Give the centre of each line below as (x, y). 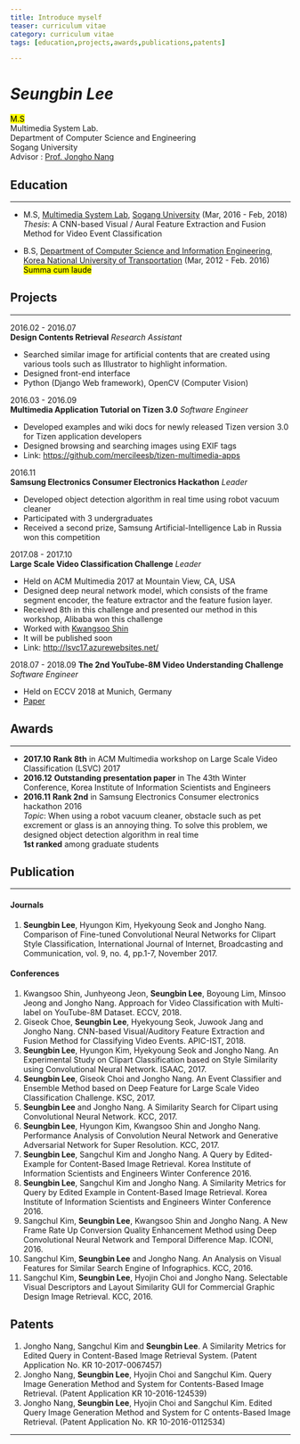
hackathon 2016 (53, 806)
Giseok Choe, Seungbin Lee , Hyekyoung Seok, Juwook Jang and (143, 1021)
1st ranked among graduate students (91, 844)
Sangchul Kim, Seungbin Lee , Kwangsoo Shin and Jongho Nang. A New (155, 1220)
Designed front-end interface (77, 373)
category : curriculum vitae (62, 34)
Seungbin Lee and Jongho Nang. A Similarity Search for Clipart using (150, 1107)
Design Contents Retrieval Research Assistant (96, 337)
